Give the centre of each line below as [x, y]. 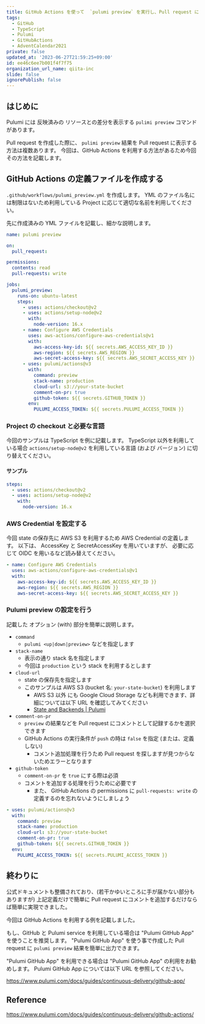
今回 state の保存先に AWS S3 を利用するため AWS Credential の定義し [95, 538]
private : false [26, 52]
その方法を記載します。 [36, 158]
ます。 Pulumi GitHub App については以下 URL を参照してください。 [102, 969]
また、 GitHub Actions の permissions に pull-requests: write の [116, 790]
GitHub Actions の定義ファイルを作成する [85, 179]
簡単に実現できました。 [41, 907]
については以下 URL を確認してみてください [93, 703]
